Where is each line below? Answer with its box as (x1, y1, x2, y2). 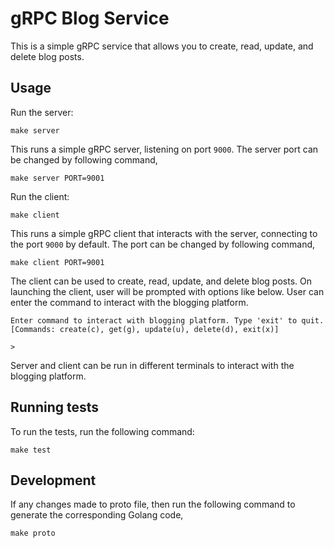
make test (10, 445, 52, 455)
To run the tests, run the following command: (10, 425, 195, 437)
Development (10, 472, 97, 489)
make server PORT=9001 (10, 173, 105, 183)
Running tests (10, 399, 100, 416)
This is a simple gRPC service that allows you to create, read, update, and (10, 40, 314, 52)
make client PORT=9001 (10, 257, 105, 267)
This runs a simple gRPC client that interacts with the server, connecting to (10, 227, 318, 239)
